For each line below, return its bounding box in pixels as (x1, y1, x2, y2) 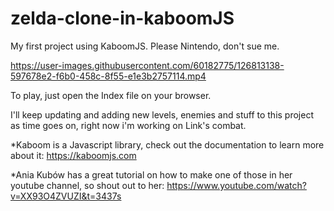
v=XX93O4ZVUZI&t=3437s (10, 190, 122, 202)
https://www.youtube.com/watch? (166, 179, 307, 191)
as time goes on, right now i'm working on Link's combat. (10, 119, 247, 131)
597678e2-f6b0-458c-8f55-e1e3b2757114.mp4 (10, 70, 207, 82)
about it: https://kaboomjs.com (10, 149, 137, 161)
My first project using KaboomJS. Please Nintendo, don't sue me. (10, 40, 280, 52)
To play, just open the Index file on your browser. (10, 89, 212, 101)
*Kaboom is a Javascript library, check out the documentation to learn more (10, 138, 325, 151)
